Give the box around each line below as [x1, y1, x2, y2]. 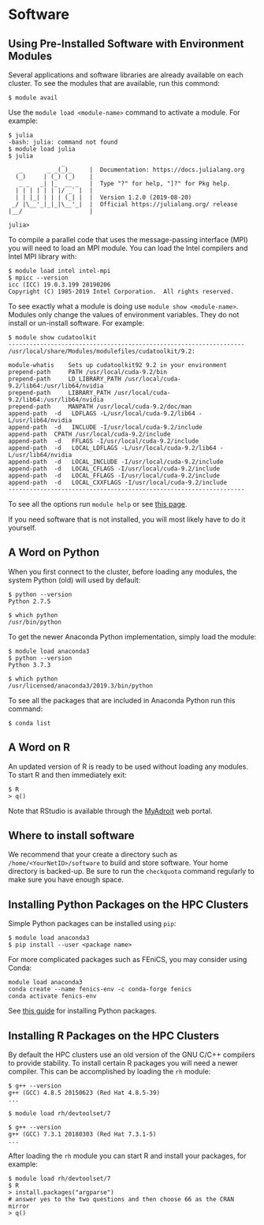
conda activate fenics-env [8, 992, 97, 1000]
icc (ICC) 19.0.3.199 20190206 [8, 281, 111, 289]
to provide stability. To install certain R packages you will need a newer [8, 1058, 239, 1068]
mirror [8, 1202, 30, 1211]
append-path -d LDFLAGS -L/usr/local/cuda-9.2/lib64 [8, 410, 195, 418]
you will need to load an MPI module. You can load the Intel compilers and [8, 243, 248, 253]
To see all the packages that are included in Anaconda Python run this [8, 695, 236, 705]
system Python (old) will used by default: [8, 575, 141, 585]
